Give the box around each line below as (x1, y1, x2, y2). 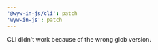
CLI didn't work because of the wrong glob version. (7, 35, 152, 43)
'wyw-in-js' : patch (7, 16, 63, 23)
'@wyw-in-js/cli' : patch (7, 10, 78, 17)
